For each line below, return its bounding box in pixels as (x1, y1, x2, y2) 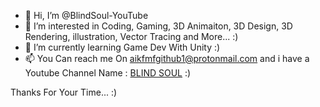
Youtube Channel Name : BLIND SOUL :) (24, 67, 192, 79)
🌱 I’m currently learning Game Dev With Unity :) (24, 41, 221, 53)
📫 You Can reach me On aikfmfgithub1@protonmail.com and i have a (24, 53, 310, 64)
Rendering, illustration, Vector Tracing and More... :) (24, 31, 239, 42)
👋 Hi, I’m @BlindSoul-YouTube (24, 10, 149, 21)
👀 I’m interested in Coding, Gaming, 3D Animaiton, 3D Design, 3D (24, 20, 293, 32)
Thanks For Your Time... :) (10, 86, 118, 98)
